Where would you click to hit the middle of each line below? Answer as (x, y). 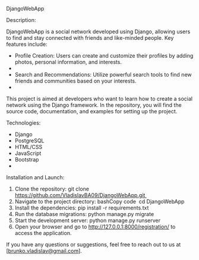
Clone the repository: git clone (52, 189)
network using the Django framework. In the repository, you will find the (94, 105)
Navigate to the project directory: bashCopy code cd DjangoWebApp (99, 202)
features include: (27, 44)
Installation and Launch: (35, 177)
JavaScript (28, 153)
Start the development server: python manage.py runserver (87, 220)
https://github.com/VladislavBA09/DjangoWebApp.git (80, 195)
